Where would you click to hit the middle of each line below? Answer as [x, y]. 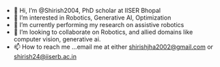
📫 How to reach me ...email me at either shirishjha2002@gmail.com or [113, 47]
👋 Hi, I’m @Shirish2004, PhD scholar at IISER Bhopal [87, 10]
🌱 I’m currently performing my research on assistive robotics [99, 25]
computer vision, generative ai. [57, 39]
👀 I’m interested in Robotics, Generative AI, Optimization [92, 18]
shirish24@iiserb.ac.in [45, 57]
